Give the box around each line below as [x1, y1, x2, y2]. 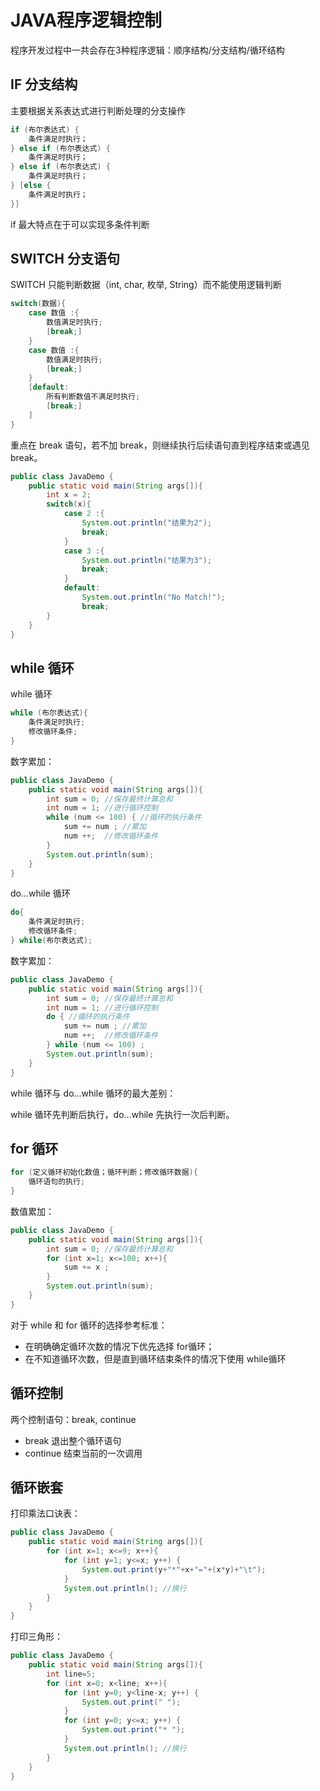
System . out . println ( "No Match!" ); [81, 592, 226, 603]
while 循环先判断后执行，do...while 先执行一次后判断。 [10, 1108, 235, 1120]
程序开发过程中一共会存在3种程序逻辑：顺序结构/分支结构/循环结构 [10, 44, 285, 56]
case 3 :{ [63, 546, 105, 556]
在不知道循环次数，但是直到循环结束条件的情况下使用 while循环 [24, 1352, 287, 1365]
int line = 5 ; [46, 1669, 97, 1679]
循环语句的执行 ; [28, 1177, 86, 1187]
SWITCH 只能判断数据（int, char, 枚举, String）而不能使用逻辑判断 [10, 279, 282, 291]
